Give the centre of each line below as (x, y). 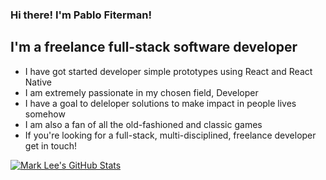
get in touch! (51, 145)
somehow (45, 114)
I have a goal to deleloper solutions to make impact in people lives (160, 103)
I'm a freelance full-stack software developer (154, 47)
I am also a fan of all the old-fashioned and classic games (143, 124)
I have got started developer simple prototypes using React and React (168, 71)
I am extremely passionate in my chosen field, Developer (141, 92)
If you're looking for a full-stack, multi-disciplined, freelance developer (170, 135)
